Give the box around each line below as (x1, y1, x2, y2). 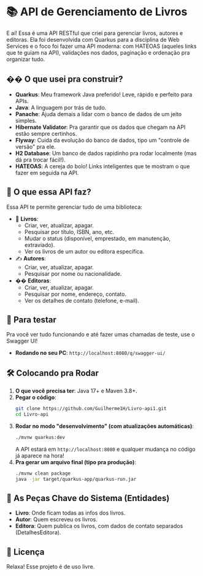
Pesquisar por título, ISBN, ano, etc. (24, 228, 115, 235)
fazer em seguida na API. (15, 169, 79, 176)
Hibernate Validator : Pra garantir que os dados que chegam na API (15, 123, 186, 131)
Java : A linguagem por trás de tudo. (15, 104, 107, 111)
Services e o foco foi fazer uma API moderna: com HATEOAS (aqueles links (6, 42, 197, 50)
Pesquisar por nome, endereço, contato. (24, 290, 127, 298)
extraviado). (24, 241, 55, 249)
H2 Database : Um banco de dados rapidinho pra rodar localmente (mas (15, 149, 197, 157)
